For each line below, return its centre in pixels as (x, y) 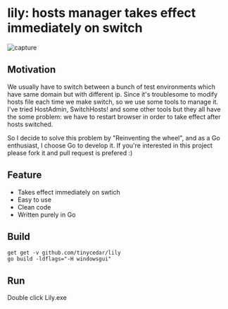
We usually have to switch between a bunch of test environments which (112, 87)
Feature (25, 175)
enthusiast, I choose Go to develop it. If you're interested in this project (110, 145)
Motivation (32, 69)
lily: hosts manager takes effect (102, 13)
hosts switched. (30, 124)
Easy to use (34, 200)
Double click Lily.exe (37, 298)
